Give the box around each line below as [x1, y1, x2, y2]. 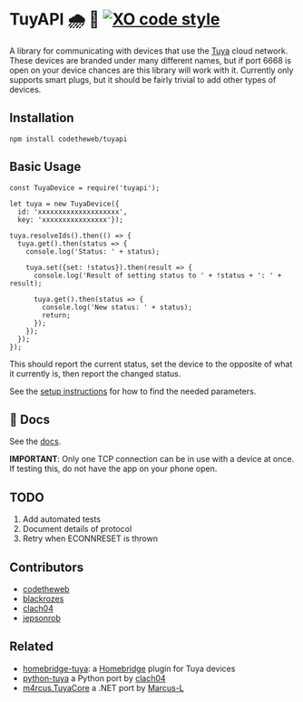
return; [42, 310, 71, 320]
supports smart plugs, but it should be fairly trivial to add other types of [9, 74, 277, 85]
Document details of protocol [22, 524, 132, 535]
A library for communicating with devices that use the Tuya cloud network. [9, 45, 288, 56]
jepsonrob [22, 613, 61, 623]
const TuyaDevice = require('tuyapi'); [9, 183, 161, 193]
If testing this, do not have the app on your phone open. [9, 463, 218, 475]
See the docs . [9, 436, 62, 447]
